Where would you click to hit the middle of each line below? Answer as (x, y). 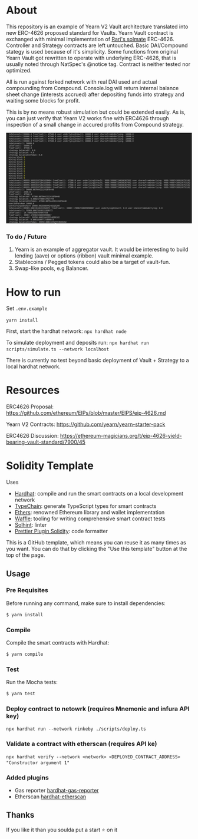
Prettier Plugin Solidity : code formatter (61, 531)
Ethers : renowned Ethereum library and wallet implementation (90, 513)
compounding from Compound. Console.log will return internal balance (93, 88)
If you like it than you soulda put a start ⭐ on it (62, 830)
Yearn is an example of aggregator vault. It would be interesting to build (101, 250)
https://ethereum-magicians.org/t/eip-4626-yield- (121, 436)
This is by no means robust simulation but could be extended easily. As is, (96, 112)
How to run (34, 292)
